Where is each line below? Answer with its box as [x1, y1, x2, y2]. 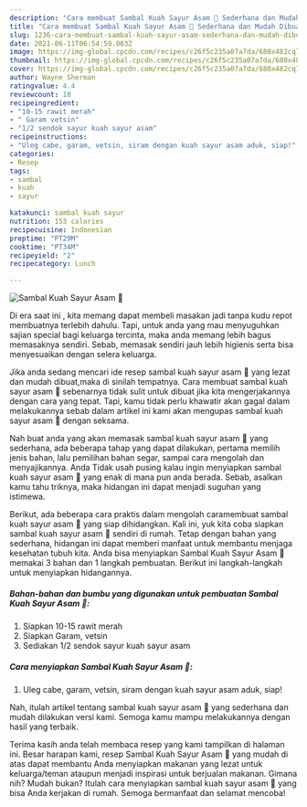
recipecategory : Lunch [9, 260, 96, 269]
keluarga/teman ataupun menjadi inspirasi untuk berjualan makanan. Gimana [9, 769, 298, 780]
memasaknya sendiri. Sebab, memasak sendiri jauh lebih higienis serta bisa [9, 339, 294, 350]
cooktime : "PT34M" [9, 242, 79, 251]
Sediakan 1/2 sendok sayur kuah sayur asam [22, 641, 191, 652]
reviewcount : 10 [9, 90, 71, 99]
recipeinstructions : [9, 133, 89, 142]
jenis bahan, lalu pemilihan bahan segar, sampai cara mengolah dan [9, 452, 265, 463]
